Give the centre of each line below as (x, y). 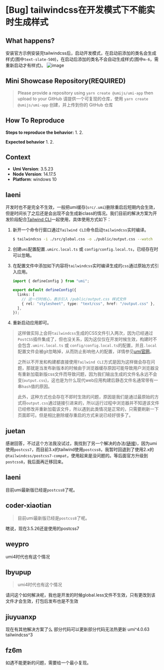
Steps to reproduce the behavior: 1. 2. (44, 132)
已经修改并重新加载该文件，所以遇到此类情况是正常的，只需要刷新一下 (88, 409)
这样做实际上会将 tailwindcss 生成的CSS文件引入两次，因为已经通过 (85, 333)
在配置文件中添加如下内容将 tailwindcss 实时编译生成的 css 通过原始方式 (84, 266)
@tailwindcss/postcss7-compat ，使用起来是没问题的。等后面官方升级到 (77, 456)
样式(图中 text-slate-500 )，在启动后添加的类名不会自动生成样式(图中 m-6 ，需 (82, 59)
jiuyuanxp (21, 617)
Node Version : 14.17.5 (34, 174)
